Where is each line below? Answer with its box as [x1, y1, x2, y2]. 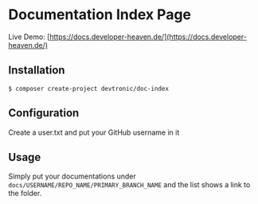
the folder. [8, 189, 42, 198]
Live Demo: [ [8, 32, 50, 41]
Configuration [8, 106, 80, 120]
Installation [8, 64, 65, 77]
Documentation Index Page [8, 6, 192, 24]
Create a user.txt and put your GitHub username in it [8, 127, 180, 137]
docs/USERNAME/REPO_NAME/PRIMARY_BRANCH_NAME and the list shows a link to [8, 180, 251, 190]
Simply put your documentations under [8, 171, 137, 181]
